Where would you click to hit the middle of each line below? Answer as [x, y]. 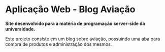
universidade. [20, 29]
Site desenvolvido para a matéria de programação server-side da [75, 23]
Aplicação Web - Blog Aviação [70, 9]
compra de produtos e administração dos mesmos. [59, 44]
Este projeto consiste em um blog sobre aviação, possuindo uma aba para [83, 39]
